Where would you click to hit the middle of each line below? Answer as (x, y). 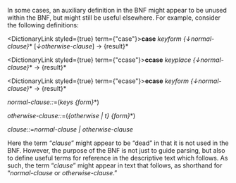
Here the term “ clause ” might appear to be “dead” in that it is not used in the (118, 143)
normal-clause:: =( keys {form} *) (54, 102)
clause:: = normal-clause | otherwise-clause (70, 129)
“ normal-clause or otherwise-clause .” (62, 173)
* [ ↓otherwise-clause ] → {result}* (79, 46)
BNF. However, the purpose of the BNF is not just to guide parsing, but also (116, 150)
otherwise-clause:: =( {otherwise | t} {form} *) (72, 116)
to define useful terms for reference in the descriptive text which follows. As (118, 158)
